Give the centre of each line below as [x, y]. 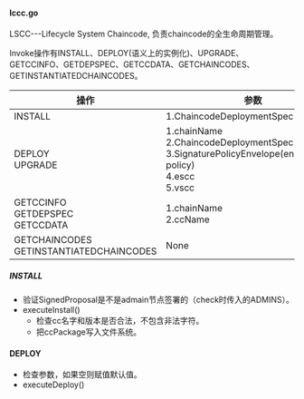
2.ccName [188, 219]
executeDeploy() [53, 384]
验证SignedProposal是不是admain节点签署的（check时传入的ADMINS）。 [158, 300]
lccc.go [24, 13]
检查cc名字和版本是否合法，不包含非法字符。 [120, 321]
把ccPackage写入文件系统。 [89, 332]
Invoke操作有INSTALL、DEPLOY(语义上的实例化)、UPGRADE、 [127, 54]
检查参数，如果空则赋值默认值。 [82, 375]
